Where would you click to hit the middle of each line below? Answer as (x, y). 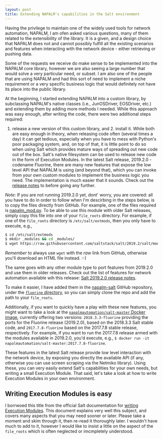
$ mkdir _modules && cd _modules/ (40, 239)
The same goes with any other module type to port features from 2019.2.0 (79, 267)
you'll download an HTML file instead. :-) (46, 258)
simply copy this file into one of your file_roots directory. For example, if (78, 215)
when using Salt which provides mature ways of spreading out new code (85, 149)
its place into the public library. (36, 89)
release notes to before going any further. (54, 185)
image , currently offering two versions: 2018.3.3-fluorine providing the (77, 317)
